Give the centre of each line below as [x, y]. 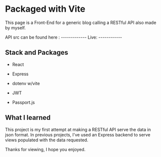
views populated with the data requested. [47, 140]
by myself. [15, 27]
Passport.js [23, 102]
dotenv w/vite [26, 83]
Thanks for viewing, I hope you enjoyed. [45, 149]
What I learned [28, 118]
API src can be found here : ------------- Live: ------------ [64, 37]
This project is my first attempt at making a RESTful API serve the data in [78, 129]
